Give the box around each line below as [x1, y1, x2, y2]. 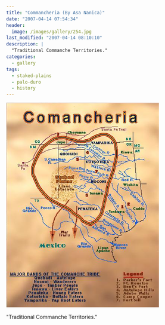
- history [11, 85, 36, 91]
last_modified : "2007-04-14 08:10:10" [6, 35, 102, 41]
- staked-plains [11, 72, 52, 79]
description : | [6, 41, 44, 47]
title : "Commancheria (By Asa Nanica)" [6, 10, 105, 16]
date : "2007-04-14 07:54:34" [6, 16, 79, 22]
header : [6, 22, 26, 28]
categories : [6, 54, 36, 60]
